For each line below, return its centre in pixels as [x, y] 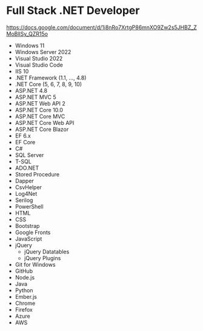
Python [24, 290]
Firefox [24, 309]
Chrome [25, 303]
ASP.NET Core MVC [40, 116]
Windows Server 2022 [43, 52]
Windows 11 [30, 45]
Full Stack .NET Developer [73, 11]
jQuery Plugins [42, 258]
